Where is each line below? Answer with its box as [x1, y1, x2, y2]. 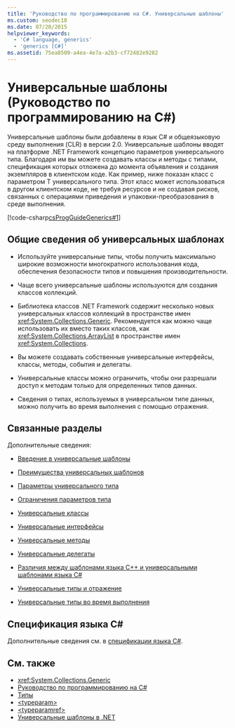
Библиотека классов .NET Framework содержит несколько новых [17, 302, 214, 310]
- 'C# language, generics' [13, 36, 93, 43]
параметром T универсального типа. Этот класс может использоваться [7, 177, 225, 186]
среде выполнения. [7, 199, 66, 208]
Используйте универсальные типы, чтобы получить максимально [17, 252, 216, 260]
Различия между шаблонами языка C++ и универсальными [17, 563, 198, 572]
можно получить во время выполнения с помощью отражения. [17, 402, 209, 410]
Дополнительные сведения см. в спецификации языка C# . [7, 637, 184, 645]
